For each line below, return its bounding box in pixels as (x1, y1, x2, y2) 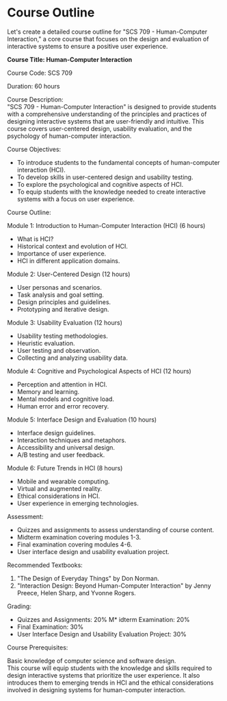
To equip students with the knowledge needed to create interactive (16, 187, 206, 196)
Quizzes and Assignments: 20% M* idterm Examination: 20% (16, 615, 190, 623)
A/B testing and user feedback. (16, 450, 105, 459)
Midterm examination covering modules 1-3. (16, 533, 142, 541)
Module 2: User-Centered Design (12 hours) (7, 270, 131, 278)
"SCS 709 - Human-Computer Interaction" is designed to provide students (7, 102, 217, 111)
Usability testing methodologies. (16, 332, 108, 340)
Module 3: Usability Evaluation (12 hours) (7, 318, 123, 327)
